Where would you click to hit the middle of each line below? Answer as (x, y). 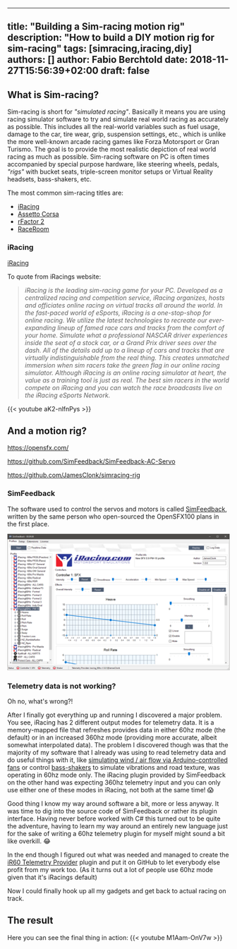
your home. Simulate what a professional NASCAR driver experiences (126, 335)
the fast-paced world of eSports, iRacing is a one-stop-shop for (118, 313)
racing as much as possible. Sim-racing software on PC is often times (108, 157)
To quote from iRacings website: (54, 277)
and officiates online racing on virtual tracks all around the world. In (124, 305)
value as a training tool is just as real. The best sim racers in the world (127, 380)
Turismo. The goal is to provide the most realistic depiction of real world (112, 150)
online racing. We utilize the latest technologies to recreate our (116, 320)
